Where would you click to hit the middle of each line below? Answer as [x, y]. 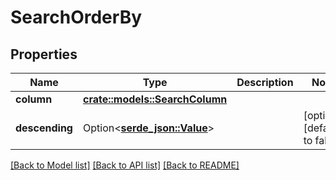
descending [44, 128]
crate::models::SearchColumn [155, 99]
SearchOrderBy [76, 17]
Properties [44, 54]
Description [265, 82]
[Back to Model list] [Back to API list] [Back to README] [125, 165]
